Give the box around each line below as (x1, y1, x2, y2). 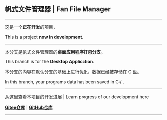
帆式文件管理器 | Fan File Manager (5, 5, 111, 14)
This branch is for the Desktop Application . (5, 59, 94, 64)
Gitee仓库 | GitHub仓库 (5, 104, 53, 110)
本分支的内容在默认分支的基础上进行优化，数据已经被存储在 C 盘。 (5, 69, 142, 75)
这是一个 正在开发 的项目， (5, 24, 58, 30)
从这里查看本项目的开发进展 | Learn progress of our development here (5, 94, 149, 100)
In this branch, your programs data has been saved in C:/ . (5, 79, 124, 85)
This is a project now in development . (5, 34, 83, 40)
